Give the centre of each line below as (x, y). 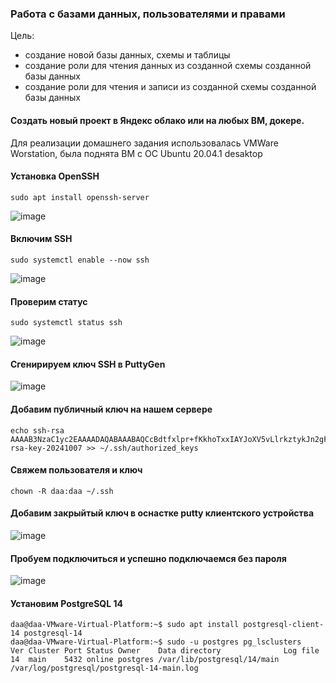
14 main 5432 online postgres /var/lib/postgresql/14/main (145, 660)
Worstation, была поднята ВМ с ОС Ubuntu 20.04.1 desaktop (136, 153)
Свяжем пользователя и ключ (76, 470)
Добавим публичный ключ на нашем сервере (111, 409)
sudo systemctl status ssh (66, 323)
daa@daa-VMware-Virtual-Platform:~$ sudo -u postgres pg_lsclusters (156, 642)
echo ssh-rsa (37, 430)
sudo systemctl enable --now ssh (80, 260)
